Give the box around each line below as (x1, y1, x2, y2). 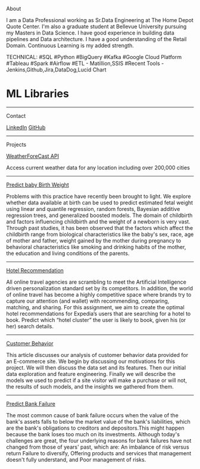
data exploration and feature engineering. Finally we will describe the (6, 370, 176, 377)
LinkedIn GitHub (6, 123, 46, 131)
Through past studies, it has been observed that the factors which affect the (6, 224, 193, 231)
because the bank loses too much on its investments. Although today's (6, 430, 180, 437)
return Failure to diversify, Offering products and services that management (6, 449, 192, 456)
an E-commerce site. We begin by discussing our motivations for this (6, 358, 176, 365)
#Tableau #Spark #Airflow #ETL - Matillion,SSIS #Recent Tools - (6, 60, 164, 67)
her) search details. (6, 322, 54, 330)
